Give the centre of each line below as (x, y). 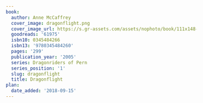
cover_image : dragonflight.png (51, 23)
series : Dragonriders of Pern (49, 62)
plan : (12, 85)
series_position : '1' (38, 68)
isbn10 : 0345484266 (36, 40)
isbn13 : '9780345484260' (42, 46)
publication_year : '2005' (44, 57)
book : (12, 12)
